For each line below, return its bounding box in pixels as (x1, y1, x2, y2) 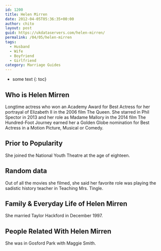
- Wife (9, 49, 23, 54)
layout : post (5, 26, 32, 31)
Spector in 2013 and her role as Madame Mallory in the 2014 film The (5, 114, 146, 120)
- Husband (9, 44, 30, 49)
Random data (5, 167, 47, 175)
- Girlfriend (9, 58, 37, 63)
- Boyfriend (9, 53, 35, 59)
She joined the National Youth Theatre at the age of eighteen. (5, 152, 130, 158)
